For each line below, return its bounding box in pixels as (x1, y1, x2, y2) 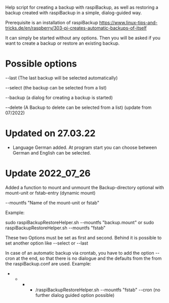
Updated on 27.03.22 (5, 128, 96, 139)
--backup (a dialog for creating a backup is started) (5, 94, 113, 101)
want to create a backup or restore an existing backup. (5, 40, 120, 46)
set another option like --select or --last (5, 240, 88, 246)
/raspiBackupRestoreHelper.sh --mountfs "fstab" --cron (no (35, 287, 161, 293)
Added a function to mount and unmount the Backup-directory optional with (5, 184, 164, 190)
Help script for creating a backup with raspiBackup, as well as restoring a (5, 5, 158, 10)
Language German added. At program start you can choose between (12, 144, 157, 150)
